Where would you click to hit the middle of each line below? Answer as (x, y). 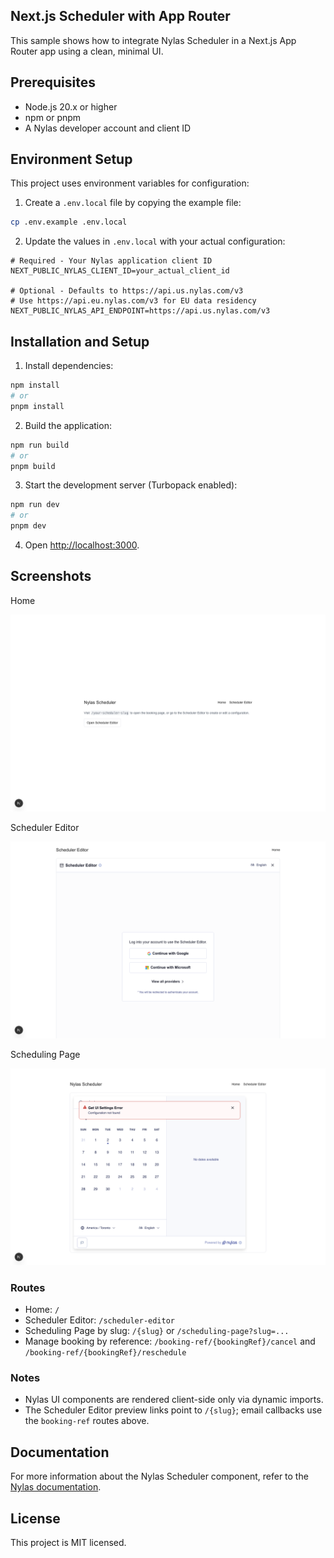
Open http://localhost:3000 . (82, 545)
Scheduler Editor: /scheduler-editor (99, 1320)
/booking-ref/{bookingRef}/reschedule (105, 1353)
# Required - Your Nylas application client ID (111, 261)
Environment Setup (71, 159)
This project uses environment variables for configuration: (130, 183)
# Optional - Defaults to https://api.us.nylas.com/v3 (127, 291)
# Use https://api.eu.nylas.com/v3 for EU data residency (133, 301)
